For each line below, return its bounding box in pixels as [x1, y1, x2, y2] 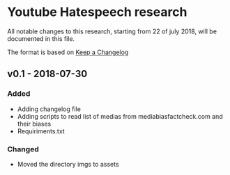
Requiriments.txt [17, 126, 65, 135]
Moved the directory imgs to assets [17, 160, 120, 168]
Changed [7, 144, 40, 153]
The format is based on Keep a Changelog [7, 48, 129, 56]
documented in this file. [7, 34, 75, 42]
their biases [17, 119, 52, 128]
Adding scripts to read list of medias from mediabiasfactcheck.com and [17, 112, 223, 120]
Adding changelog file [17, 105, 82, 113]
